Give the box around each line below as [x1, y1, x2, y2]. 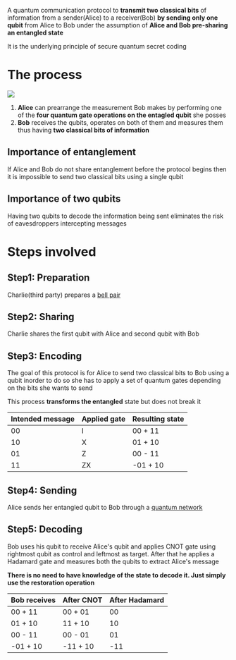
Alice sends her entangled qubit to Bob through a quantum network [7, 503, 203, 511]
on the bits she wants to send [7, 384, 93, 392]
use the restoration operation [7, 578, 95, 587]
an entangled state [7, 28, 63, 37]
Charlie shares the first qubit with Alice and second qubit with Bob [7, 329, 199, 338]
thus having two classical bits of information [17, 126, 150, 134]
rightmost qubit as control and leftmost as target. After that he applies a [7, 549, 215, 558]
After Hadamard [108, 595, 164, 605]
